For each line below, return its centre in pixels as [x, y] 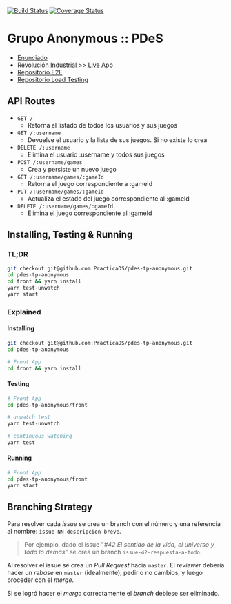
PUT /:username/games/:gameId [61, 192]
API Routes [31, 101]
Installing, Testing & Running [70, 235]
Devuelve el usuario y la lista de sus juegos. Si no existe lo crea [117, 140]
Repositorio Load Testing [52, 79]
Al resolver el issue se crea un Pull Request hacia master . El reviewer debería [116, 565]
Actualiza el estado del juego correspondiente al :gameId [108, 198]
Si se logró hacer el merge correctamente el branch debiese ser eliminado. [113, 593]
